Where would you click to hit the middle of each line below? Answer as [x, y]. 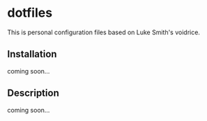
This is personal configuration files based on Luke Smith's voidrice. [104, 32]
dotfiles [30, 13]
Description [33, 93]
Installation [32, 54]
